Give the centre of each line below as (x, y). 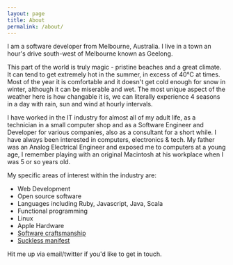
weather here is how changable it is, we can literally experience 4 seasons (114, 97)
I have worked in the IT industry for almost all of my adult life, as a (102, 118)
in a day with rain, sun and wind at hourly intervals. (80, 104)
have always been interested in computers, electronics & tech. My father (111, 140)
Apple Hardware (41, 226)
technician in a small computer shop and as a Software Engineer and (105, 125)
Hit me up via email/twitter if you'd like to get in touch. (85, 254)
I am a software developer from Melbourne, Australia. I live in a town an (109, 47)
